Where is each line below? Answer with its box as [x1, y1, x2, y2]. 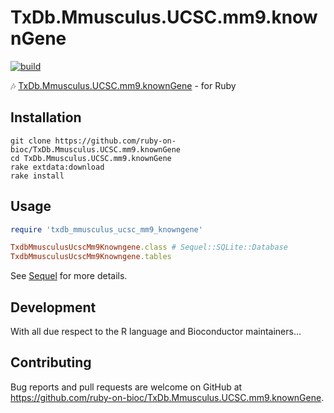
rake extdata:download [10, 162, 105, 172]
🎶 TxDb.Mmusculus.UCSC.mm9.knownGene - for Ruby [10, 79, 237, 91]
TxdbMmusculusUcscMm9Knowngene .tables [10, 252, 172, 262]
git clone [10, 136, 52, 146]
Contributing [10, 354, 92, 371]
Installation [10, 109, 82, 126]
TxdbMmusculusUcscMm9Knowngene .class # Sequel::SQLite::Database [10, 242, 288, 253]
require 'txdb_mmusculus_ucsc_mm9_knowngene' [10, 224, 203, 235]
